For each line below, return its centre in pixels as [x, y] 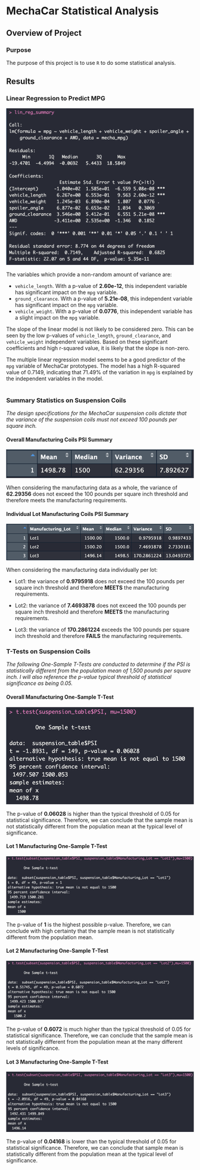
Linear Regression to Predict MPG [56, 98]
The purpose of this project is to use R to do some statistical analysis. [91, 62]
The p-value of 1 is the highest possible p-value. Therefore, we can [88, 924]
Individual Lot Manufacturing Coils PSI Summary [68, 514]
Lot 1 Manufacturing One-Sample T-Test [57, 846]
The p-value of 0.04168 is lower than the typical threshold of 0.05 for [91, 1141]
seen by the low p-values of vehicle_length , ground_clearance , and [89, 335]
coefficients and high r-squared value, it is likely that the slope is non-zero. [98, 348]
